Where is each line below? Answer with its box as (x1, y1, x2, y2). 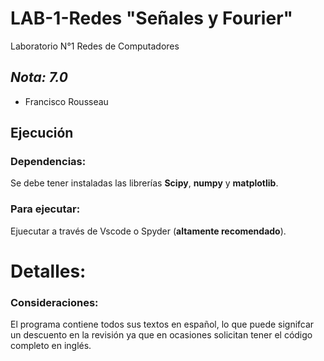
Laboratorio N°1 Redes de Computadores (10, 40, 180, 52)
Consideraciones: (10, 295, 99, 309)
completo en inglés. (10, 340, 92, 352)
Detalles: (10, 260, 87, 282)
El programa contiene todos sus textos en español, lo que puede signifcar (10, 318, 315, 331)
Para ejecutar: (10, 202, 81, 216)
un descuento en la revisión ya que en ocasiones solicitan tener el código (10, 329, 313, 341)
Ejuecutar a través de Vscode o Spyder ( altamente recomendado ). (10, 225, 287, 237)
